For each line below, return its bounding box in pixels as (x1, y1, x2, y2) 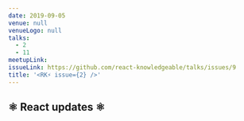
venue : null (8, 19, 48, 27)
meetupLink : (8, 57, 48, 64)
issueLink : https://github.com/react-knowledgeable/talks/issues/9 (8, 64, 237, 72)
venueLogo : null (8, 26, 62, 34)
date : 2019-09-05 (8, 11, 66, 20)
